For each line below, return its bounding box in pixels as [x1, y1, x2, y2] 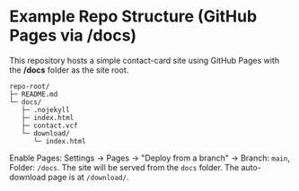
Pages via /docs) [9, 25, 137, 46]
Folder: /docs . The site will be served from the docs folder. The [9, 161, 240, 172]
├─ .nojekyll [21, 105, 70, 114]
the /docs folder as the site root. [9, 65, 129, 75]
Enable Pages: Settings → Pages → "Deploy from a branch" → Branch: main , [9, 152, 290, 163]
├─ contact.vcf [21, 121, 78, 130]
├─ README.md [9, 90, 58, 99]
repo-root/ [9, 82, 50, 91]
